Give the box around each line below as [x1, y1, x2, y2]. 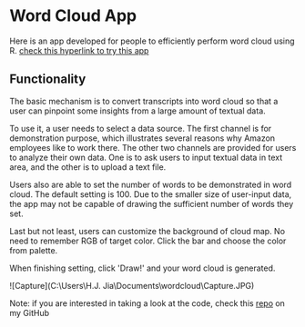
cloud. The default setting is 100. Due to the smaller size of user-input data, [9, 188, 292, 200]
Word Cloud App [9, 5, 137, 26]
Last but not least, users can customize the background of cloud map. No [9, 225, 285, 236]
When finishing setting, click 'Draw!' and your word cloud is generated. [9, 263, 276, 273]
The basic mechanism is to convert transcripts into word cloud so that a [9, 95, 279, 106]
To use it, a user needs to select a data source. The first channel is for [9, 123, 272, 134]
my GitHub [9, 307, 50, 318]
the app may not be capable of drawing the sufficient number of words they [9, 198, 294, 209]
